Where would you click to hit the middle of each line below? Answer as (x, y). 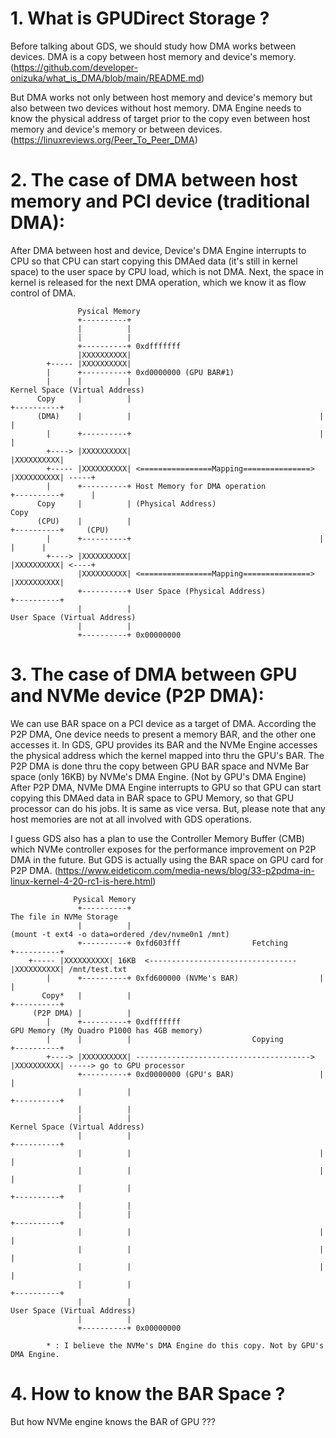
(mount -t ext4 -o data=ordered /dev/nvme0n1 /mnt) (120, 934)
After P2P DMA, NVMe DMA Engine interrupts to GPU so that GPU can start (166, 787)
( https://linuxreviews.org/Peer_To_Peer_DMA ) (104, 139)
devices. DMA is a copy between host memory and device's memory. (153, 56)
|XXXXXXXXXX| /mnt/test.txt (69, 969)
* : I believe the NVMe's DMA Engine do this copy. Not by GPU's (185, 1345)
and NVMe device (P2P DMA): (137, 696)
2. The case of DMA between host (154, 180)
